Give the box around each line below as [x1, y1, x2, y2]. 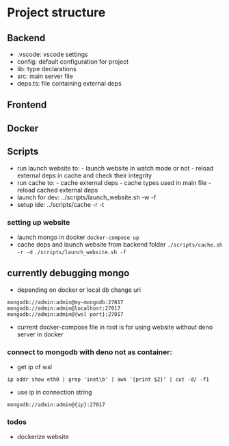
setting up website [7, 217, 70, 227]
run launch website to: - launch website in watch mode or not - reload [16, 164, 214, 172]
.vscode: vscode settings [16, 50, 88, 58]
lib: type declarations [16, 65, 77, 73]
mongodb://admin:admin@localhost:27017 [7, 305, 121, 312]
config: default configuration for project [16, 58, 129, 66]
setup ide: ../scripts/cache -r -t [16, 200, 105, 208]
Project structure [7, 5, 106, 21]
